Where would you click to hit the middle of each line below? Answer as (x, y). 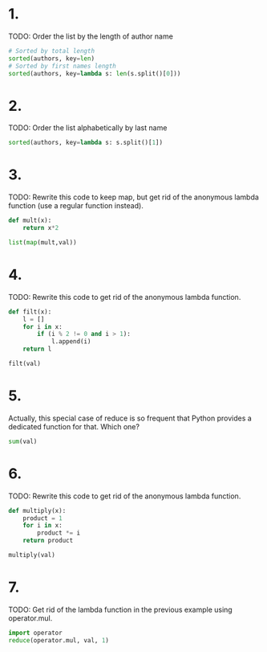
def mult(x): (30, 221)
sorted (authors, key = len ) (51, 58)
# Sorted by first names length (62, 66)
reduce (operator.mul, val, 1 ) (59, 640)
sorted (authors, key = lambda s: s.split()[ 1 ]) (85, 143)
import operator (35, 633)
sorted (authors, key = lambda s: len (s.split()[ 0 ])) (95, 73)
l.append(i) (71, 342)
